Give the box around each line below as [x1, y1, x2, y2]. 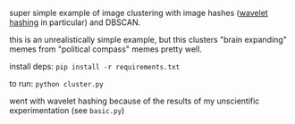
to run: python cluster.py [9, 79, 105, 88]
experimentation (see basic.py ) [9, 105, 125, 115]
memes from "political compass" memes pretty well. [9, 44, 203, 54]
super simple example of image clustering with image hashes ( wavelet [9, 8, 268, 18]
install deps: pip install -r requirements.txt [9, 62, 181, 71]
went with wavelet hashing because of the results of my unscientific [9, 95, 260, 106]
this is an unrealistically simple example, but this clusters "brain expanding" [9, 35, 288, 45]
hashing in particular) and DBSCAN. [9, 17, 141, 28]
